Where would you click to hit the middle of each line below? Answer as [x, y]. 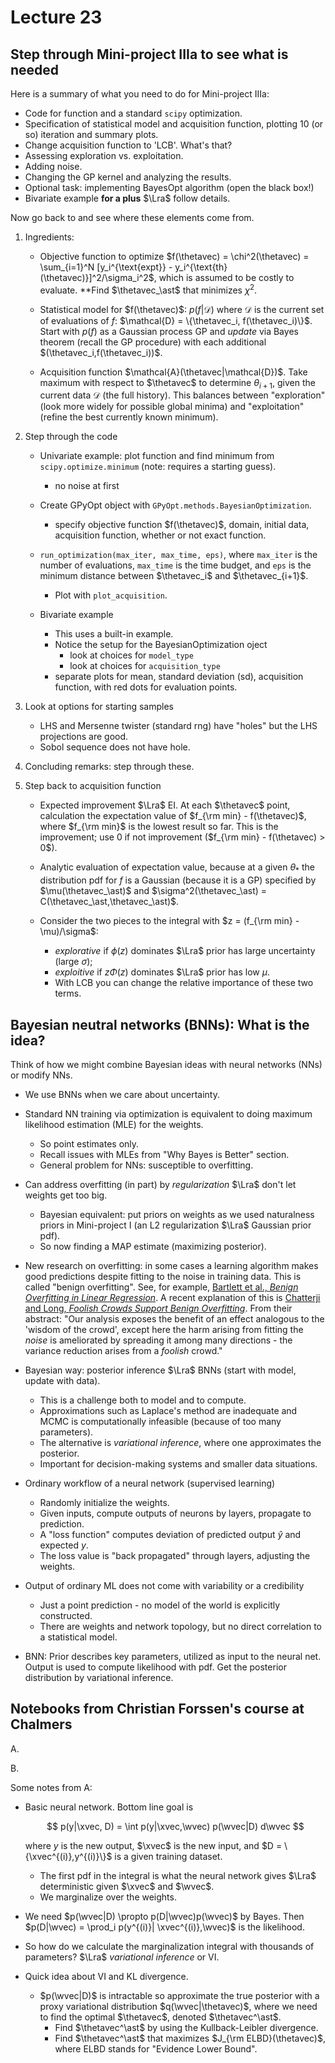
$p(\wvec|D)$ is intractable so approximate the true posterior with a [179, 1995]
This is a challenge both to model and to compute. [143, 1400]
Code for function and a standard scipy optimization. [133, 113]
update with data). [62, 1381]
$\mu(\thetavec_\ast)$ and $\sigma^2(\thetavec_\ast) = [153, 891]
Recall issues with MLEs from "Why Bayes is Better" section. [164, 1155]
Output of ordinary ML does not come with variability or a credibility [164, 1586]
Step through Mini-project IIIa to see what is [149, 54]
